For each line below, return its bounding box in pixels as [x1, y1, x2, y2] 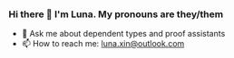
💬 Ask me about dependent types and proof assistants [21, 29, 226, 39]
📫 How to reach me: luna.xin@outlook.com [21, 38, 185, 49]
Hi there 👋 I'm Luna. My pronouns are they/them [8, 8, 224, 21]
